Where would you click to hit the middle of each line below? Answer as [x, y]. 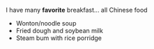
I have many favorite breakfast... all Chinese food [77, 10]
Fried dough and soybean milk [59, 31]
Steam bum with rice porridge [59, 38]
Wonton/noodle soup [46, 23]
